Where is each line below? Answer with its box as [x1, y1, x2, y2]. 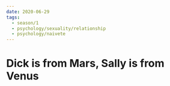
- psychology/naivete [11, 31, 66, 37]
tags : [6, 14, 20, 20]
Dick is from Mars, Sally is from [6, 57, 165, 70]
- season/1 [11, 20, 39, 26]
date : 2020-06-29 [6, 8, 50, 15]
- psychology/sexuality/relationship [11, 25, 106, 32]
